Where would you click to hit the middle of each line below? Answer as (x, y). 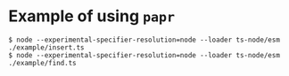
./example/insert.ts (47, 47)
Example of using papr (92, 16)
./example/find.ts (42, 63)
